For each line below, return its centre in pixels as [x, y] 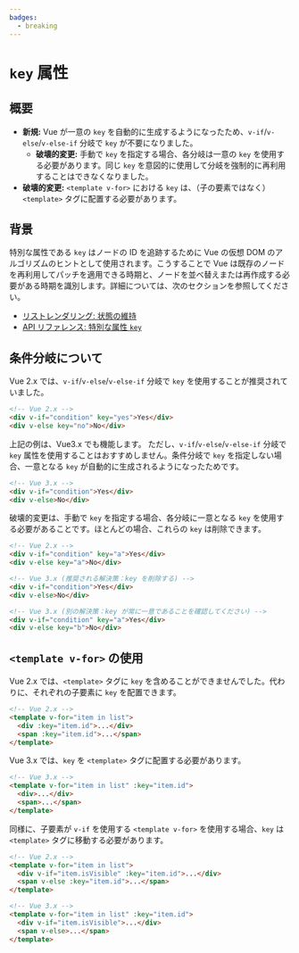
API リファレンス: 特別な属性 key [82, 327]
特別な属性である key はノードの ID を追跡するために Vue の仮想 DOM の [142, 253]
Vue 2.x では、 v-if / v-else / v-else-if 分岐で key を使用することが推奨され [145, 381]
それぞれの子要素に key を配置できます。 [107, 692]
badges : [24, 17]
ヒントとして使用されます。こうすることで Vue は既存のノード [170, 263]
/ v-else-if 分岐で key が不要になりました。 [118, 143]
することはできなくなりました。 [94, 176]
